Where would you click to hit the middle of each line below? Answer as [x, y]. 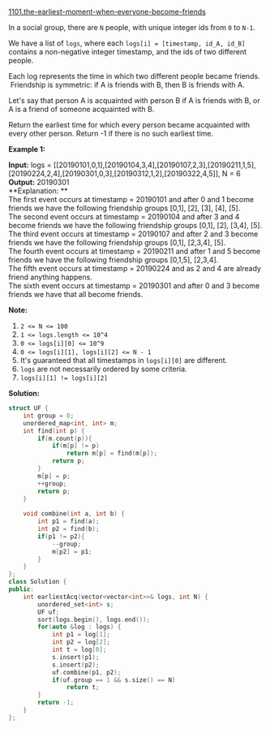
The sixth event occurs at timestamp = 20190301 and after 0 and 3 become [134, 286]
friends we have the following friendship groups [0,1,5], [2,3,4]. [114, 260]
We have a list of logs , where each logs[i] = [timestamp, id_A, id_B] [127, 43]
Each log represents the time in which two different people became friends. [135, 76]
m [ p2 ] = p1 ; [72, 551]
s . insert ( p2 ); [75, 665]
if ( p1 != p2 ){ [61, 536]
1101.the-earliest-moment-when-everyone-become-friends [107, 12]
